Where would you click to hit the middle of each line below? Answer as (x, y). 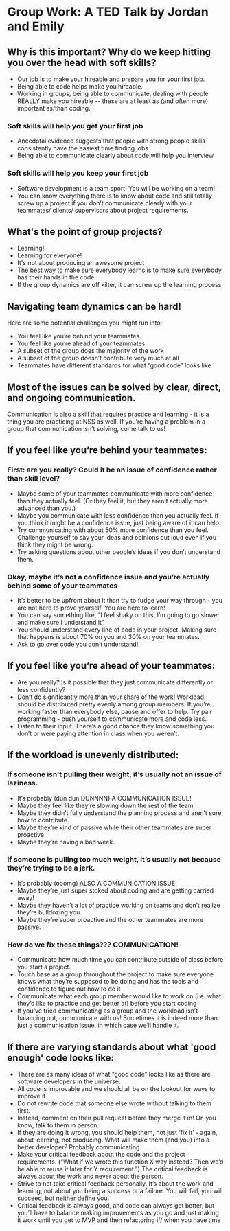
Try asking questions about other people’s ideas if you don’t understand (119, 552)
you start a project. (44, 967)
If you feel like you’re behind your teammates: (107, 450)
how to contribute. (43, 820)
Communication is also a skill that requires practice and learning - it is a (108, 414)
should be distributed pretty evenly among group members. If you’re (114, 704)
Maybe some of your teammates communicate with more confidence (115, 493)
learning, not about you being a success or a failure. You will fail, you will (120, 1190)
